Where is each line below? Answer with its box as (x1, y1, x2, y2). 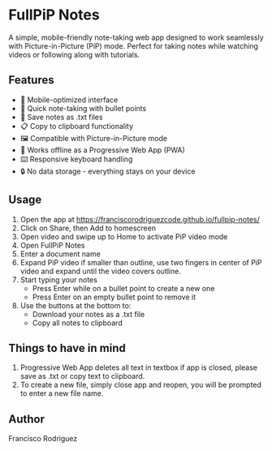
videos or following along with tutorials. (8, 49, 140, 59)
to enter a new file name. (19, 389, 104, 398)
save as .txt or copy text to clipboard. (19, 372, 145, 381)
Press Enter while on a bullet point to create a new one (32, 283, 215, 293)
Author (8, 412, 45, 426)
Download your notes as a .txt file (32, 309, 145, 319)
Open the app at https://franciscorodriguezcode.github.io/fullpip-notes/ (19, 214, 260, 224)
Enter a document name (19, 249, 101, 259)
